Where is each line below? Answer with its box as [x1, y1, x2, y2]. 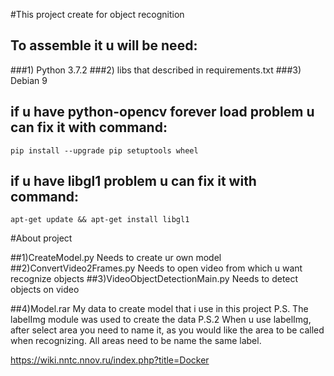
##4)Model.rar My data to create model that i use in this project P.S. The [10, 303, 309, 315]
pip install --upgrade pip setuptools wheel [10, 145, 199, 156]
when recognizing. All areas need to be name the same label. [10, 335, 262, 347]
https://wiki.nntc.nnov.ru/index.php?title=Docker [10, 354, 210, 366]
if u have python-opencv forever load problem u [10, 104, 315, 121]
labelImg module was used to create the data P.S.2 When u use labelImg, [10, 314, 312, 326]
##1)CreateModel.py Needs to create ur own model [10, 252, 222, 264]
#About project [10, 232, 73, 244]
